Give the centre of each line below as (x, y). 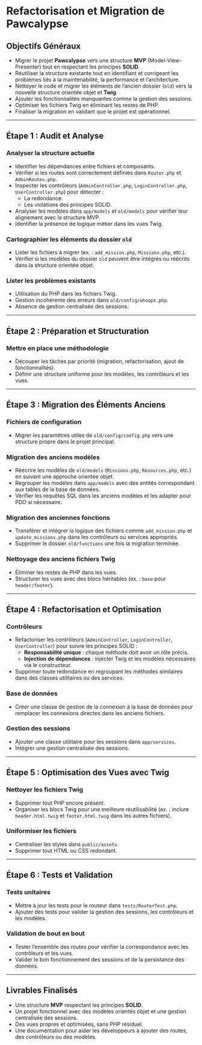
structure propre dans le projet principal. (65, 441)
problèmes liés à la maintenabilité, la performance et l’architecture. (97, 80)
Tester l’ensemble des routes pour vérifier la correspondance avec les (102, 946)
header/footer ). (34, 585)
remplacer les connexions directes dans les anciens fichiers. (90, 713)
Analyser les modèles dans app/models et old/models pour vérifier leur (101, 211)
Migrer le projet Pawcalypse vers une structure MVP (81, 60)
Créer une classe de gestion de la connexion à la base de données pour (104, 707)
